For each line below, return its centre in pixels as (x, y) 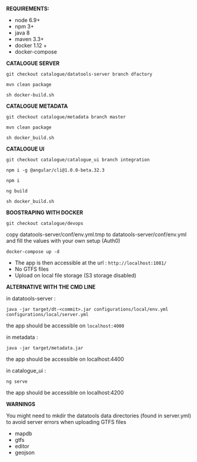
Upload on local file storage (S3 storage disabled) (75, 275)
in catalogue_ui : (26, 371)
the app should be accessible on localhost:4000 (65, 326)
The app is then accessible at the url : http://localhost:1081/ (91, 263)
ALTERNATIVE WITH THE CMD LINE (51, 287)
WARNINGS (21, 404)
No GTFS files (32, 269)
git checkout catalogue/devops (45, 223)
